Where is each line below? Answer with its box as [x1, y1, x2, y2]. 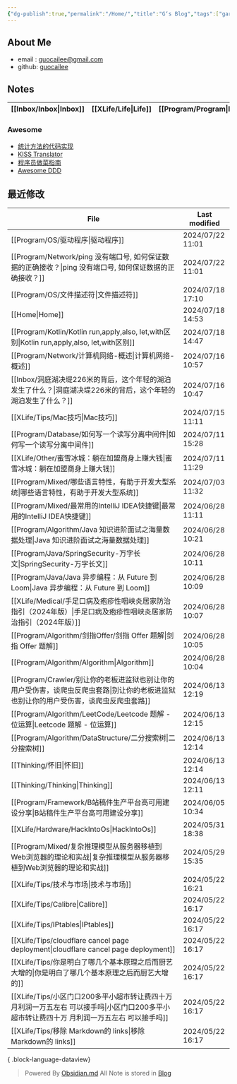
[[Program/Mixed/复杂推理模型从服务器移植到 [11, 842, 162, 852]
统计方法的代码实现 [17, 142, 74, 150]
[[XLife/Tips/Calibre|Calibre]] [11, 900, 108, 910]
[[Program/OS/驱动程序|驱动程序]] [11, 235, 125, 245]
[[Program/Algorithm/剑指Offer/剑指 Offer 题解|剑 [11, 631, 174, 641]
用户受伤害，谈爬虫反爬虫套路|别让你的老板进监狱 [11, 686, 176, 696]
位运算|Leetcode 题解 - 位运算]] [11, 720, 117, 729]
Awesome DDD [17, 166, 62, 174]
